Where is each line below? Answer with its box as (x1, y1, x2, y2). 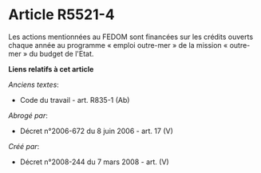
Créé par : (8, 141, 40, 151)
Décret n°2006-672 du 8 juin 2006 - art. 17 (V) (19, 126, 174, 136)
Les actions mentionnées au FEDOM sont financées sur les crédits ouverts (8, 32, 254, 41)
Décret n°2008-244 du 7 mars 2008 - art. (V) (19, 157, 169, 167)
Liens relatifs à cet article (8, 64, 94, 73)
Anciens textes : (8, 80, 60, 89)
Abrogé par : (8, 110, 48, 120)
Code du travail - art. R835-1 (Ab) (19, 95, 130, 104)
